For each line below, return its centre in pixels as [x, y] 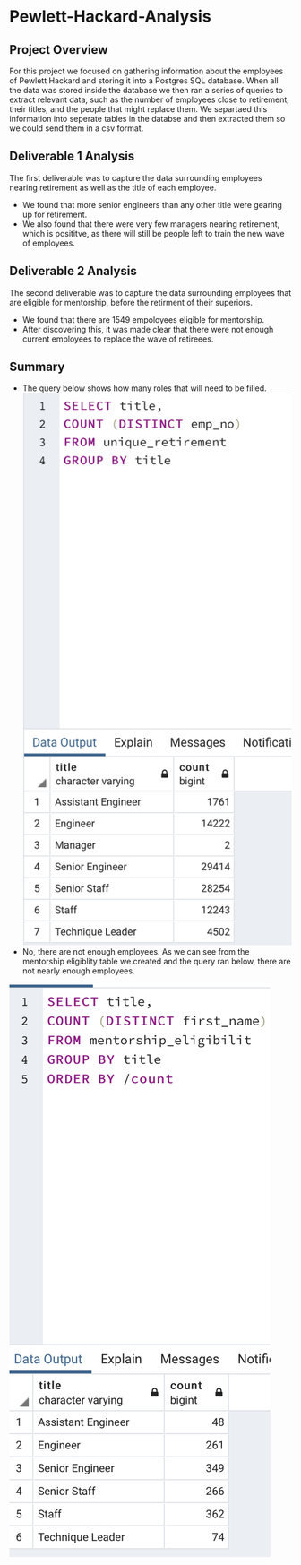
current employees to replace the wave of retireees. [118, 339]
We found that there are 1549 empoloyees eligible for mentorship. [143, 319]
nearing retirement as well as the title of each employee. [113, 187]
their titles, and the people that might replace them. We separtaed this [138, 109]
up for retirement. [55, 214]
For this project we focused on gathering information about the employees [146, 71]
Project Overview [59, 50]
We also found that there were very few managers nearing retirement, [151, 224]
